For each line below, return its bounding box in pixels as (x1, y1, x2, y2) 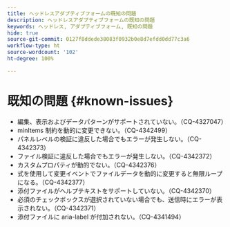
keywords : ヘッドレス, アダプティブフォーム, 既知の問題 (7, 23, 153, 30)
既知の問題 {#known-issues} (7, 93, 174, 109)
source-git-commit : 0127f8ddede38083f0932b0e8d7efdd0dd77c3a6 (7, 36, 190, 43)
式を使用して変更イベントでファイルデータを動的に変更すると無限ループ (17, 169, 223, 177)
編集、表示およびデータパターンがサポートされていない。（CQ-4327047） (17, 117, 227, 125)
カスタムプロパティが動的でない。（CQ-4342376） (17, 161, 161, 169)
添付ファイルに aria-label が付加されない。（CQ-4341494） (17, 212, 185, 221)
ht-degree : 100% (7, 55, 54, 62)
